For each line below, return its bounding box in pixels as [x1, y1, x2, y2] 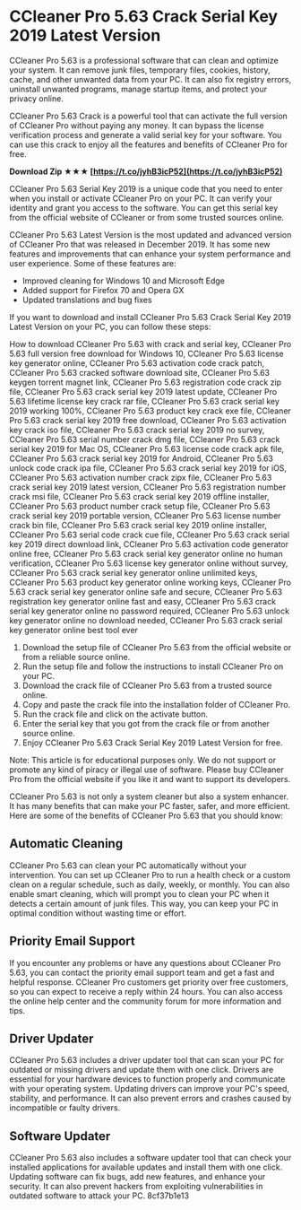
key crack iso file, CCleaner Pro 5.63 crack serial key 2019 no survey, [9, 424, 265, 435]
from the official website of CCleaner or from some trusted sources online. [9, 212, 285, 222]
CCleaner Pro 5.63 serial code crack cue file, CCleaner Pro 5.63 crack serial [9, 529, 289, 540]
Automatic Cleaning [9, 836, 124, 851]
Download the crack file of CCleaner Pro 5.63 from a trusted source [21, 680, 272, 691]
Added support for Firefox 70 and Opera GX [21, 284, 185, 295]
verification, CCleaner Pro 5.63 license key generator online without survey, [9, 558, 288, 569]
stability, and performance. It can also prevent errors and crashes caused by [9, 1092, 292, 1104]
